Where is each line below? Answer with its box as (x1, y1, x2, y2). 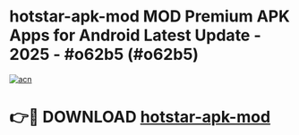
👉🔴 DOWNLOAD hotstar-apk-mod (9, 107, 271, 127)
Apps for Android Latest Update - (9, 25, 261, 46)
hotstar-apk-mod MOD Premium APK (9, 6, 291, 27)
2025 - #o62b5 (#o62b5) (9, 45, 200, 64)
